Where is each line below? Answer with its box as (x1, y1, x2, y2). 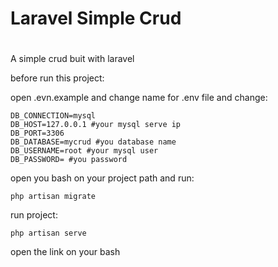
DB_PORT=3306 (10, 128, 65, 139)
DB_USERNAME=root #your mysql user (10, 146, 159, 156)
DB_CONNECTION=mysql (10, 111, 97, 121)
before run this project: (10, 72, 105, 84)
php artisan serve (10, 228, 87, 239)
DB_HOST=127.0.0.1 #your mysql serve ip (10, 120, 182, 130)
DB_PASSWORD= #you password (10, 155, 128, 165)
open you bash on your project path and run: (10, 172, 195, 184)
